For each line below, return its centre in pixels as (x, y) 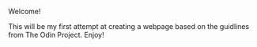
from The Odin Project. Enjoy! (56, 35)
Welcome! (25, 11)
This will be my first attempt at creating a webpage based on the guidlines (129, 26)
